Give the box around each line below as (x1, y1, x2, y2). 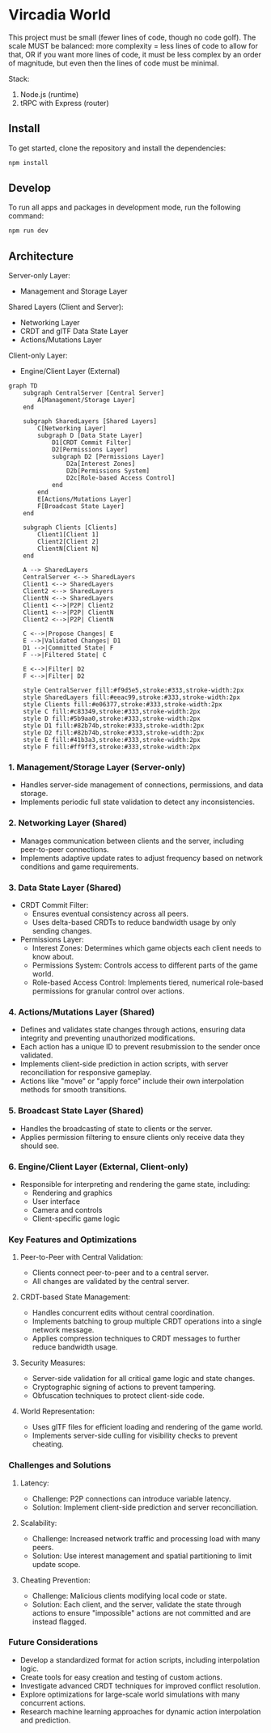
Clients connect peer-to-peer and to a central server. (32, 1268, 209, 1278)
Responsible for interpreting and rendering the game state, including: (19, 1179, 251, 1189)
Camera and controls (32, 1205, 103, 1214)
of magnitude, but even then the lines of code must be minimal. (8, 58, 219, 68)
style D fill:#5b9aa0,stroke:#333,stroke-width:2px (23, 714, 201, 723)
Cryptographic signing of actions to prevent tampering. (32, 1382, 216, 1392)
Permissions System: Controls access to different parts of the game (32, 960, 258, 970)
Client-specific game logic (32, 1214, 121, 1223)
